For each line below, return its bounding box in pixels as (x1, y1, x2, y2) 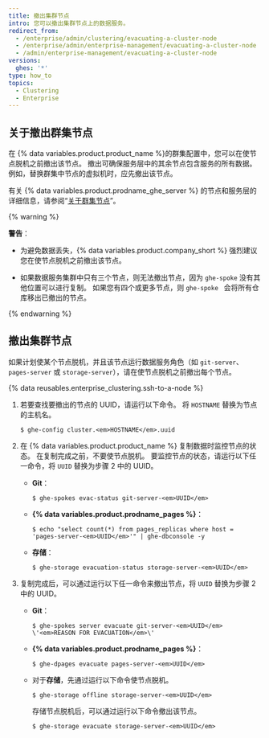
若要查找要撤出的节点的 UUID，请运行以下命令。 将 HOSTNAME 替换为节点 (19, 400, 258, 409)
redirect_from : (8, 27, 59, 35)
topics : (8, 79, 35, 87)
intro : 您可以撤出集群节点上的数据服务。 (8, 19, 130, 27)
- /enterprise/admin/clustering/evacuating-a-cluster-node (15, 34, 218, 43)
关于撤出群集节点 (8, 125, 93, 139)
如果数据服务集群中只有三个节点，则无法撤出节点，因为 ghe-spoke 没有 (19, 273, 255, 282)
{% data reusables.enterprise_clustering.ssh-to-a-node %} (8, 383, 204, 392)
